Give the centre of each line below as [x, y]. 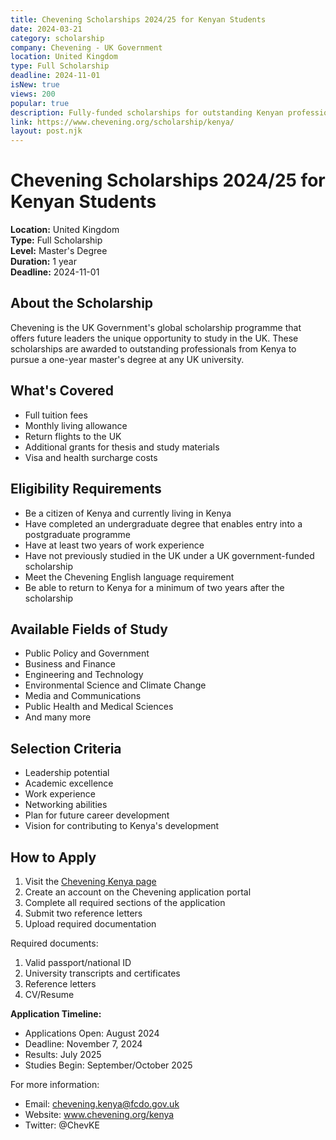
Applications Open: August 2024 [92, 1033]
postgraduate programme [77, 534]
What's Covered [62, 391]
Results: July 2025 [63, 1054]
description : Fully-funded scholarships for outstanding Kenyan [147, 112]
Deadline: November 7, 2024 [83, 1043]
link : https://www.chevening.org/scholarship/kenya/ [122, 122]
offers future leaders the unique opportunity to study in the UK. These [154, 338]
